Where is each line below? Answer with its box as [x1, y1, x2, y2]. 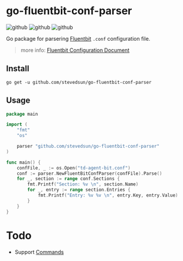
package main [6, 111, 38, 117]
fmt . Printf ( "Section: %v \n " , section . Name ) [27, 181, 139, 187]
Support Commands [14, 248, 64, 255]
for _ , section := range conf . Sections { [17, 176, 120, 182]
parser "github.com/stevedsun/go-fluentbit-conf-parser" [17, 143, 160, 149]
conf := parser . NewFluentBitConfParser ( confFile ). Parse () [17, 170, 162, 177]
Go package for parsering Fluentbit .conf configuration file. [6, 35, 151, 42]
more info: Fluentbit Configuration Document [20, 46, 130, 54]
